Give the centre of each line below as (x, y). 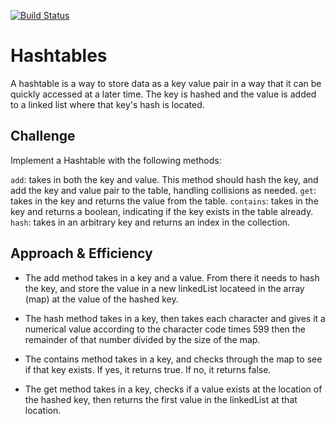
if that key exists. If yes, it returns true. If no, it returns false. (148, 369)
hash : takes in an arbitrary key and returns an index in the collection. (150, 222)
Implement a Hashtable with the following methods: (116, 160)
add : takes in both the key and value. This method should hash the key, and (164, 179)
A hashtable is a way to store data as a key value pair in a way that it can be (166, 83)
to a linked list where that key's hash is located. (107, 104)
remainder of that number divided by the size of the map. (142, 339)
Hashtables (59, 56)
